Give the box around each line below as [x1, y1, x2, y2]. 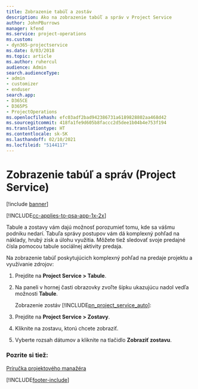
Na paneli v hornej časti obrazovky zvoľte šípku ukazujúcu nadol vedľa [14, 283, 189, 290]
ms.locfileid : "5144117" [6, 142, 68, 148]
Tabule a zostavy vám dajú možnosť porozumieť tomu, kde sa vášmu [6, 223, 175, 231]
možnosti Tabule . [14, 290, 58, 297]
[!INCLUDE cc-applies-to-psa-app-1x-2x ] [6, 212, 107, 219]
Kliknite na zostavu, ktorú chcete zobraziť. [14, 324, 119, 332]
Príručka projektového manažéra [6, 365, 86, 372]
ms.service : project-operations [6, 31, 86, 37]
